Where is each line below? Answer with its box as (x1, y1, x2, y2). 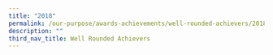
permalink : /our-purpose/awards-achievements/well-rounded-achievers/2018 (8, 19, 267, 27)
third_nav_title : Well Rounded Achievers (8, 34, 151, 43)
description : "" (8, 27, 63, 35)
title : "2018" (8, 11, 57, 20)
